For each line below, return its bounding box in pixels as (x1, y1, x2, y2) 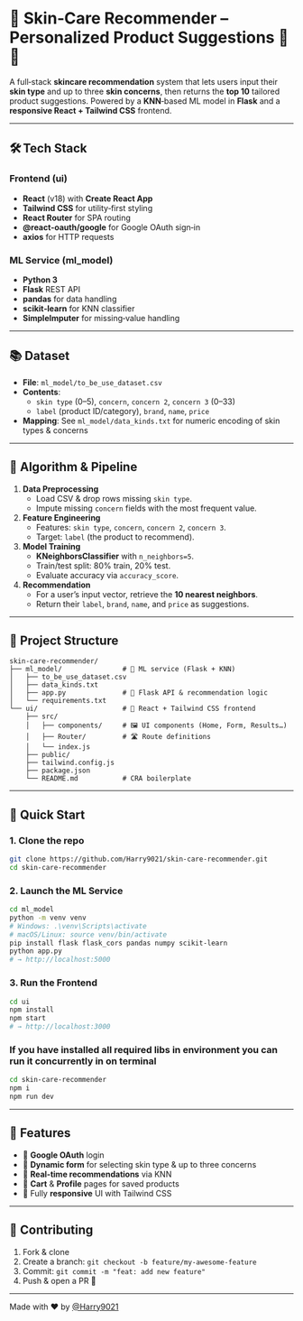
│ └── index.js (25, 743, 91, 752)
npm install (9, 1005, 54, 1014)
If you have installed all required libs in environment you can (9, 1043, 278, 1056)
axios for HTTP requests (22, 231, 115, 242)
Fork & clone (22, 1246, 70, 1257)
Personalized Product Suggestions (9, 27, 275, 48)
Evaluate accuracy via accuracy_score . (35, 569, 179, 580)
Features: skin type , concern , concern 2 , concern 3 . (35, 522, 227, 532)
